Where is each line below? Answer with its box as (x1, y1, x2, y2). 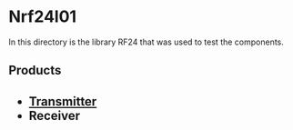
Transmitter (28, 94, 97, 109)
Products (8, 63, 62, 78)
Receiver (28, 107, 81, 124)
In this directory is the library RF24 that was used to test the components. (8, 36, 284, 47)
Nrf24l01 (8, 6, 77, 27)
